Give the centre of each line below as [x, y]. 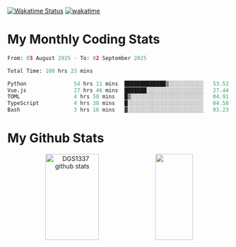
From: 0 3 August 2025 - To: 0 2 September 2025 [77, 58]
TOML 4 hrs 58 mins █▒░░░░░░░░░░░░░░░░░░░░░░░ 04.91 [118, 97]
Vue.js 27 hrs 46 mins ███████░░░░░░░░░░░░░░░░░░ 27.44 [118, 90]
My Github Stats [56, 138]
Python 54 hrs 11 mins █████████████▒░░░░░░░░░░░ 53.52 [118, 84]
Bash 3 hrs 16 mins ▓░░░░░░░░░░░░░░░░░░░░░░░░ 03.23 [118, 110]
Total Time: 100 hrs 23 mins [50, 71]
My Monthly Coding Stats [84, 40]
